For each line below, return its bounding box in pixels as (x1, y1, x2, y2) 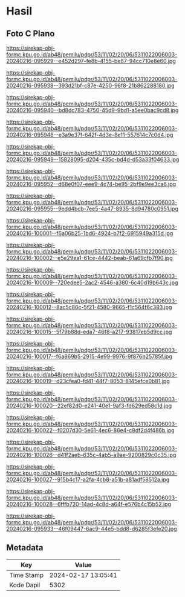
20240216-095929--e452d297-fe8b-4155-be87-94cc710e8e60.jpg (6, 58, 177, 64)
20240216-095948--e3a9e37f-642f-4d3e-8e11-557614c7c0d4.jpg (6, 132, 174, 138)
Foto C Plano (6, 28, 55, 39)
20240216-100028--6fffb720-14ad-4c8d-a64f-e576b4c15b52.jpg (6, 501, 171, 507)
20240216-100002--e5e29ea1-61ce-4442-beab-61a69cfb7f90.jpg (6, 255, 173, 261)
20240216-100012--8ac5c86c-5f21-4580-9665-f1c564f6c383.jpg (6, 304, 172, 310)
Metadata (6, 542, 44, 553)
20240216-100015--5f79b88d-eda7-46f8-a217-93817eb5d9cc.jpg (6, 329, 172, 335)
